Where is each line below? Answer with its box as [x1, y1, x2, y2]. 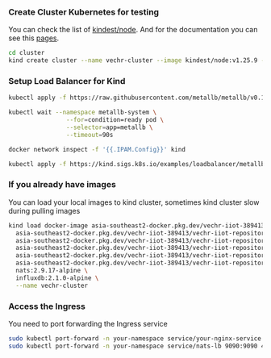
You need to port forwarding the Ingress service [8, 318, 168, 328]
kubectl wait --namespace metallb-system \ [8, 108, 157, 117]
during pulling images [8, 206, 81, 215]
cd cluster [8, 49, 45, 57]
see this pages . [8, 33, 59, 43]
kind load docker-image [8, 221, 89, 230]
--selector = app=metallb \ [65, 123, 153, 131]
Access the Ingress [8, 301, 86, 312]
